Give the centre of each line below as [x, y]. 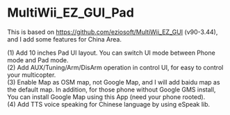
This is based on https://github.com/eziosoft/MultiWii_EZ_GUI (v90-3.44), [113, 32]
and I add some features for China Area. [64, 39]
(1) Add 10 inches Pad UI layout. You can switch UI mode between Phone [111, 53]
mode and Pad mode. [38, 60]
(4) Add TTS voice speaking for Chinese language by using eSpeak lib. [109, 104]
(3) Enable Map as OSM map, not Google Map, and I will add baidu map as [114, 82]
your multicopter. [32, 75]
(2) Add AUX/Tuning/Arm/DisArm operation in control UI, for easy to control [115, 67]
